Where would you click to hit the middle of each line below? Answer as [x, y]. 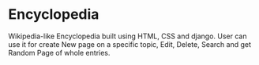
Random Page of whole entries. [59, 52]
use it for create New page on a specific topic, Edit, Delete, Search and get [129, 44]
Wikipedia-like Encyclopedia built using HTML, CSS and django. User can [128, 36]
